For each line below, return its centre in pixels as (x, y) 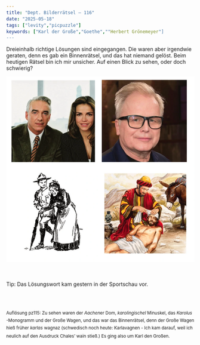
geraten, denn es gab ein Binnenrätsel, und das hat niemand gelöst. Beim (96, 56)
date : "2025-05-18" (30, 19)
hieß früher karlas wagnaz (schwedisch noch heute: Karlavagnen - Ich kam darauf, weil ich (99, 328)
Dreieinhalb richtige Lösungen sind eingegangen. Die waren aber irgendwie (99, 49)
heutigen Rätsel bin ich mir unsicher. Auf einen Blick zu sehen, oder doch (96, 62)
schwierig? (20, 68)
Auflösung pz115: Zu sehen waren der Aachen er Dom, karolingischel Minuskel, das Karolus (99, 313)
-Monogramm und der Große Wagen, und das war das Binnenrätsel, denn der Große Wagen (100, 320)
